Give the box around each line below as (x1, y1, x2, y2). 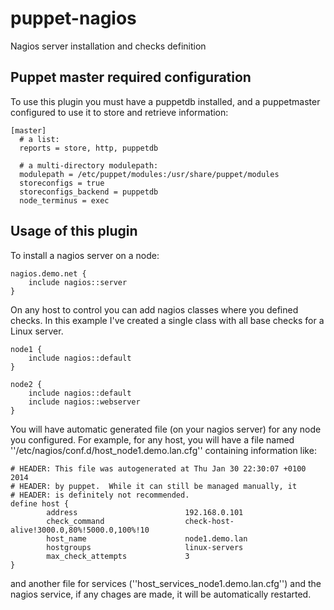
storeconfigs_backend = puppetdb (19, 187, 159, 197)
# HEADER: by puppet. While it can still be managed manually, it (10, 481, 298, 491)
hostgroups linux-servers (46, 542, 244, 552)
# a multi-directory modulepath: (19, 160, 159, 171)
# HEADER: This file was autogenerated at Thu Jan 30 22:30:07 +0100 (10, 463, 307, 474)
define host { (10, 498, 70, 509)
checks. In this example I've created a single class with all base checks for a (10, 314, 325, 326)
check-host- (184, 516, 235, 526)
